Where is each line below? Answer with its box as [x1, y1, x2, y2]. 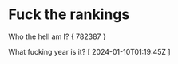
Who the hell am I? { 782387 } [8, 32, 106, 41]
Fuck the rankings [8, 6, 130, 24]
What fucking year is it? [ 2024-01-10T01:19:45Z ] [8, 47, 171, 56]
